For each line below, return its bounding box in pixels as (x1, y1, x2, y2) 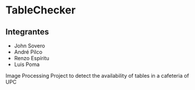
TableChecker (5, 4, 76, 17)
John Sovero (14, 42, 45, 49)
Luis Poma (14, 61, 40, 68)
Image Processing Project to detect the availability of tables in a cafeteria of (5, 72, 190, 79)
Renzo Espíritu (14, 55, 49, 61)
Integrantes (5, 27, 49, 37)
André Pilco (14, 49, 42, 56)
